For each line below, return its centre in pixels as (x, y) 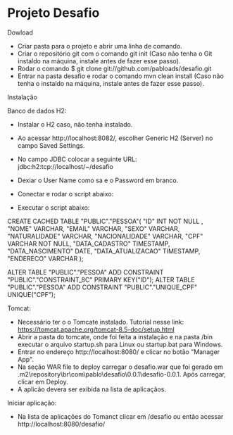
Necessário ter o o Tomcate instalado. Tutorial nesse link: (101, 322)
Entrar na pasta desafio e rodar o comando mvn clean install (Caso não (120, 76)
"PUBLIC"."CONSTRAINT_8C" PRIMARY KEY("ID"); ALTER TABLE (101, 279)
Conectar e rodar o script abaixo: (65, 194)
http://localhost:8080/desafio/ (61, 424)
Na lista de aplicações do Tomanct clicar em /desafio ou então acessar (120, 416)
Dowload (20, 32)
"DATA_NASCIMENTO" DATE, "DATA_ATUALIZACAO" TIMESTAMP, (104, 251)
